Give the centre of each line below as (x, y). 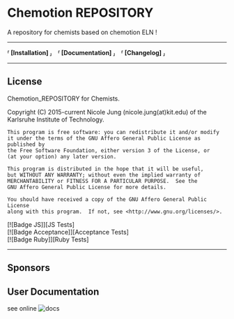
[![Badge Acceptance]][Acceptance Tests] (68, 232)
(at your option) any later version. (62, 156)
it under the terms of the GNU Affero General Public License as (104, 138)
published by (26, 144)
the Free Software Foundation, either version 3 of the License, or (109, 150)
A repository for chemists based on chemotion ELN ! (83, 32)
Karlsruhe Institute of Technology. (56, 119)
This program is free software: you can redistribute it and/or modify (113, 132)
